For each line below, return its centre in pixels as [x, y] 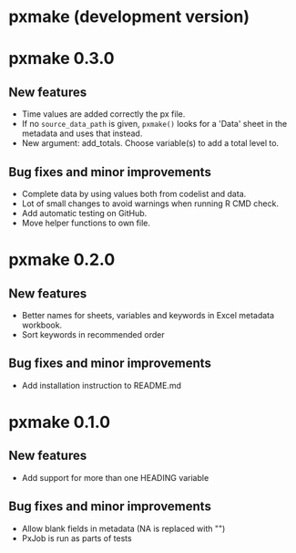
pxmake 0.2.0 [62, 260]
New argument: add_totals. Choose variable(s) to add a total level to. [150, 143]
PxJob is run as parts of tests [77, 538]
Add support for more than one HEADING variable [115, 477]
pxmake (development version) [129, 17]
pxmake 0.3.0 [61, 59]
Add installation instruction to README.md [101, 385]
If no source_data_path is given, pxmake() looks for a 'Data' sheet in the [154, 124]
